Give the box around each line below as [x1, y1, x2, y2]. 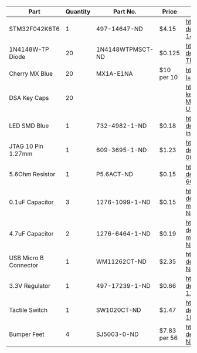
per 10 [159, 73, 178, 81]
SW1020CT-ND [96, 306, 142, 314]
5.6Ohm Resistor [9, 170, 56, 178]
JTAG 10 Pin [9, 142, 44, 150]
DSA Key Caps [9, 94, 49, 102]
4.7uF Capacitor [9, 230, 54, 237]
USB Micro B [9, 254, 44, 262]
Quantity [65, 8, 91, 15]
